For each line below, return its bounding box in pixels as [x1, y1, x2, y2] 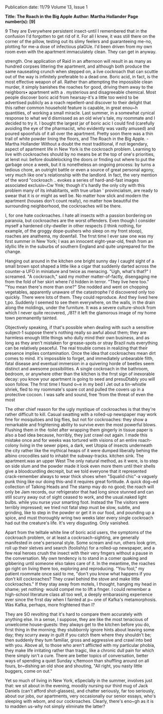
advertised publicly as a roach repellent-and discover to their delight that [5, 100, 151, 105]
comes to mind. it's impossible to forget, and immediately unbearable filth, [5, 355, 154, 361]
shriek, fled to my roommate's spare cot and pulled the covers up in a [5, 386, 145, 392]
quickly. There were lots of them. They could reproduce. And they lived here [5, 294, 158, 300]
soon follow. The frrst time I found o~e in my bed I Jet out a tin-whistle [5, 382, 146, 387]
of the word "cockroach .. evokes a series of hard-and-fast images [5, 177, 139, 183]
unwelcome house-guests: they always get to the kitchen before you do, [5, 622, 150, 627]
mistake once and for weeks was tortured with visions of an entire [5, 438, 137, 443]
